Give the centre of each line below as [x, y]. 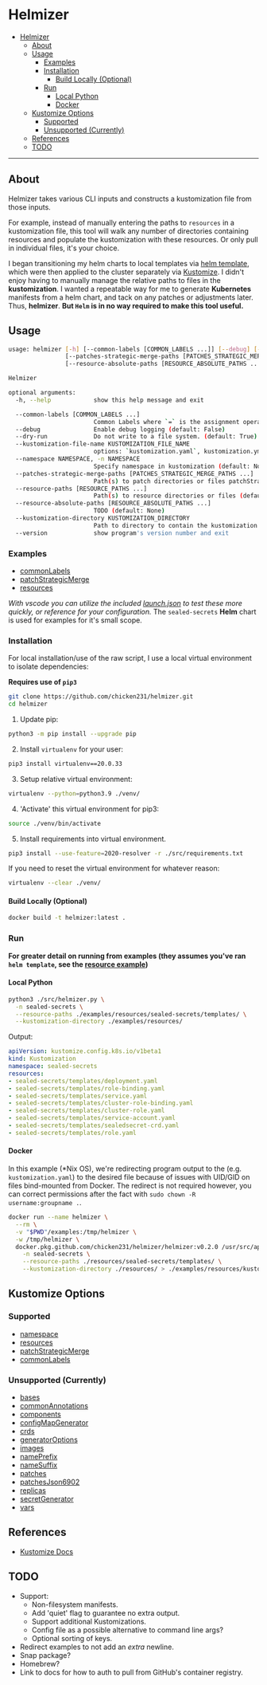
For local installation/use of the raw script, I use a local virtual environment [130, 658]
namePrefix [39, 1457]
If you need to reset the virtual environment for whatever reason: [114, 868]
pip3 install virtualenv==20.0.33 [66, 764]
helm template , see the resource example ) [78, 964]
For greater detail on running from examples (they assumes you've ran [127, 956]
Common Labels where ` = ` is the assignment [166, 422]
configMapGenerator [54, 1423]
